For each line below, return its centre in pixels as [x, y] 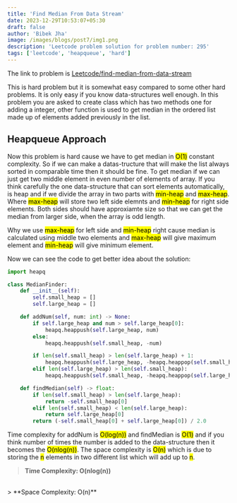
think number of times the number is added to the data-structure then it [111, 442]
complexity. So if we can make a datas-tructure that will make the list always [118, 164]
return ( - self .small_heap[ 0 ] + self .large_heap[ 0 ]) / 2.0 [120, 421]
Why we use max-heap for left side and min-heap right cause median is [111, 230]
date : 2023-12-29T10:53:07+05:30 [56, 20]
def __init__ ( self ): [50, 291]
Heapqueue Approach [57, 140]
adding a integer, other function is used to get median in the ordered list [112, 110]
